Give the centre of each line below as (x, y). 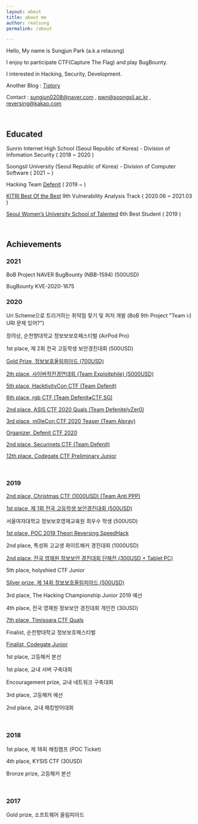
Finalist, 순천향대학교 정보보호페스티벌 (51, 632)
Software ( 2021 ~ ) (30, 173)
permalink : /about (29, 28)
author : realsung (28, 23)
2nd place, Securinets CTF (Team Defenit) (58, 445)
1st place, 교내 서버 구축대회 (39, 669)
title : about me (26, 17)
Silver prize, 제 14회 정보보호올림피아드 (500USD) (65, 582)
